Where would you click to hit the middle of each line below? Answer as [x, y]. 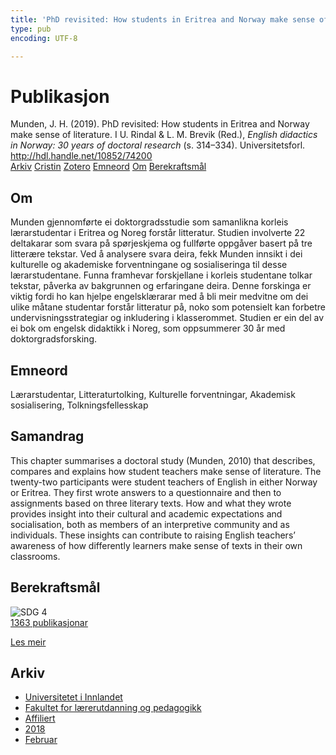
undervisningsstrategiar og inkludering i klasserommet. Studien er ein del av [167, 318]
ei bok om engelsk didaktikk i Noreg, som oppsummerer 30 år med [148, 328]
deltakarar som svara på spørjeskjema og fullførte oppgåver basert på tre [161, 243]
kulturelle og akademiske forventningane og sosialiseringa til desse [149, 265]
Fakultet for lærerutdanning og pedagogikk [113, 708]
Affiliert [40, 718]
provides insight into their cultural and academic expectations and [146, 513]
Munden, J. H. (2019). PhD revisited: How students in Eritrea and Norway [160, 124]
